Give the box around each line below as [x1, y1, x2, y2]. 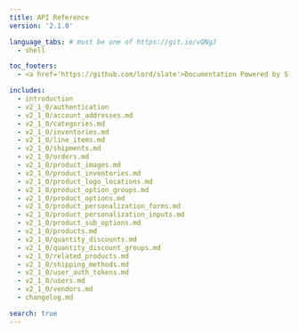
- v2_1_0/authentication [17, 102, 109, 111]
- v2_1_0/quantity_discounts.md [17, 235, 138, 244]
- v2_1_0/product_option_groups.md [17, 185, 149, 194]
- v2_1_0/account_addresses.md [17, 110, 133, 120]
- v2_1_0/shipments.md [17, 144, 101, 153]
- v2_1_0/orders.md [17, 152, 90, 161]
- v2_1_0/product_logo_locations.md [17, 177, 153, 186]
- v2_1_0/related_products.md [17, 251, 129, 261]
